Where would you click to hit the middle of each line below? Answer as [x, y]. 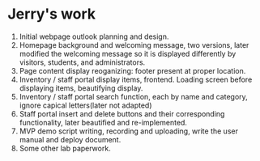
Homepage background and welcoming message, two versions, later [134, 44]
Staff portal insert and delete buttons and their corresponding [122, 113]
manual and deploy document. [70, 139]
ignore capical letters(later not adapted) [85, 105]
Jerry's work [52, 14]
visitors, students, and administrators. [82, 62]
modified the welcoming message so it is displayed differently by [128, 53]
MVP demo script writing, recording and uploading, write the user [128, 131]
